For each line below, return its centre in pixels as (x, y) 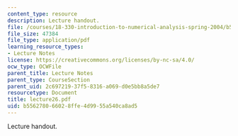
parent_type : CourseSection (49, 80)
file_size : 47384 (33, 34)
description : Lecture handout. (53, 21)
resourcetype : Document (42, 93)
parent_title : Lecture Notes (50, 73)
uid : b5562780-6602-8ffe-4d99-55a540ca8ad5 (73, 106)
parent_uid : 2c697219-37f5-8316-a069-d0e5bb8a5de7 (84, 86)
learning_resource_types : (45, 47)
